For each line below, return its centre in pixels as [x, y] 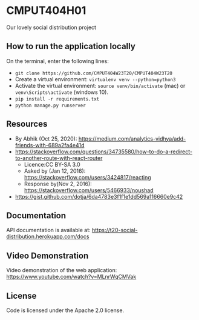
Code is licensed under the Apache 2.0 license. [65, 310]
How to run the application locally [71, 46]
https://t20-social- [115, 230]
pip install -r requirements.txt [57, 99]
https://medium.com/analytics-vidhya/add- [132, 138]
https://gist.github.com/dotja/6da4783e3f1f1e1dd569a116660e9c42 [99, 196]
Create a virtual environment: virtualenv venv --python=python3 [95, 79]
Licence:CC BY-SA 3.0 [52, 164]
